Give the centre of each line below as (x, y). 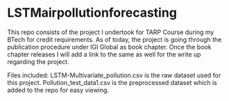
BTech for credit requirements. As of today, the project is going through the (114, 39)
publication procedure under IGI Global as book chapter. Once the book (109, 47)
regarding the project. (38, 61)
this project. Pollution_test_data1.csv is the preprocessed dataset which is (112, 82)
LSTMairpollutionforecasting (92, 13)
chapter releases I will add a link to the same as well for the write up (104, 54)
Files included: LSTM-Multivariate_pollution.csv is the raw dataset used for (114, 75)
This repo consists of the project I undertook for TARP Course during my (111, 32)
